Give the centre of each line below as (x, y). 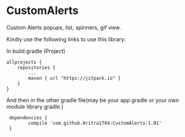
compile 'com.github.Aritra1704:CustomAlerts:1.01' (95, 123)
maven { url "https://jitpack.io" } (75, 78)
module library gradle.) (35, 107)
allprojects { (24, 62)
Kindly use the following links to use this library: (66, 39)
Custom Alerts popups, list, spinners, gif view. (64, 27)
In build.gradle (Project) (36, 51)
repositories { (37, 68)
